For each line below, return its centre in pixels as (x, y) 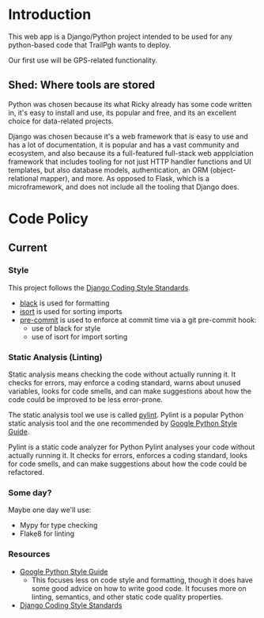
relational (23, 178)
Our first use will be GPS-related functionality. (83, 60)
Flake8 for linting (47, 534)
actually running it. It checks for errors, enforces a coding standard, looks (128, 455)
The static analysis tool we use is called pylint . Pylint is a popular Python (126, 415)
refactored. (26, 472)
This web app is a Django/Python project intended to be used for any (121, 36)
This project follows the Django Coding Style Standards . (100, 287)
